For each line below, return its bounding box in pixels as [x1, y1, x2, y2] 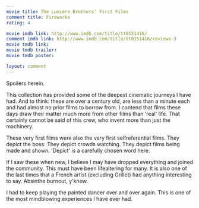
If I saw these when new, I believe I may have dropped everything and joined [6, 158, 194, 165]
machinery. [6, 122, 34, 130]
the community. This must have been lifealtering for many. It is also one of [6, 165, 187, 172]
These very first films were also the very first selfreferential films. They [6, 134, 180, 141]
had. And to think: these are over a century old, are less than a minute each [6, 97, 190, 105]
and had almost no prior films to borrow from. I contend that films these [6, 103, 181, 111]
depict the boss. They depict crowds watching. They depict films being [6, 140, 180, 147]
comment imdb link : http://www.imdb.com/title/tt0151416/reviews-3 [6, 36, 177, 42]
